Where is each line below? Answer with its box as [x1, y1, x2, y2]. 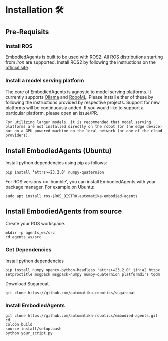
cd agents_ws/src [5, 234, 42, 239]
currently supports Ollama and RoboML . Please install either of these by [5, 94, 154, 100]
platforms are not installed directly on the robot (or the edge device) [5, 124, 163, 129]
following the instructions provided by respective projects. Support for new [5, 99, 160, 106]
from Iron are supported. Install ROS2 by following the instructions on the [5, 59, 156, 65]
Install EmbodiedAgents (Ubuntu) [5, 146, 112, 155]
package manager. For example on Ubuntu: [5, 184, 95, 190]
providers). [5, 133, 30, 138]
